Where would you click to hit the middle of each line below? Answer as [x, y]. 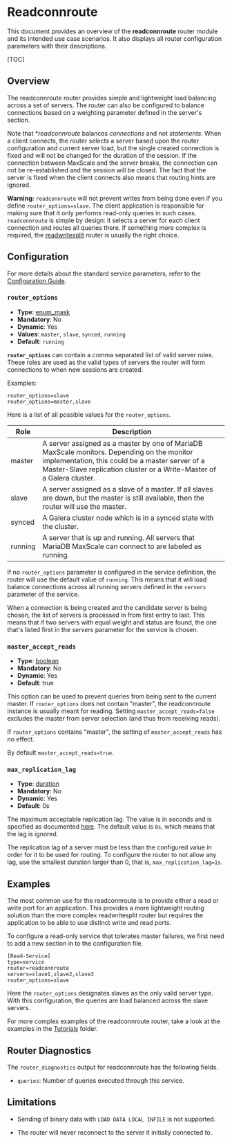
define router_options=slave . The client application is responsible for [106, 206]
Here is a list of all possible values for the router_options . [89, 414]
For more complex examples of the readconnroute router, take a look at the [114, 1021]
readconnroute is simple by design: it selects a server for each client [104, 220]
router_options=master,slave [49, 402]
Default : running [40, 341]
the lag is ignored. [33, 834]
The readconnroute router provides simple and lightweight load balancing [112, 98]
